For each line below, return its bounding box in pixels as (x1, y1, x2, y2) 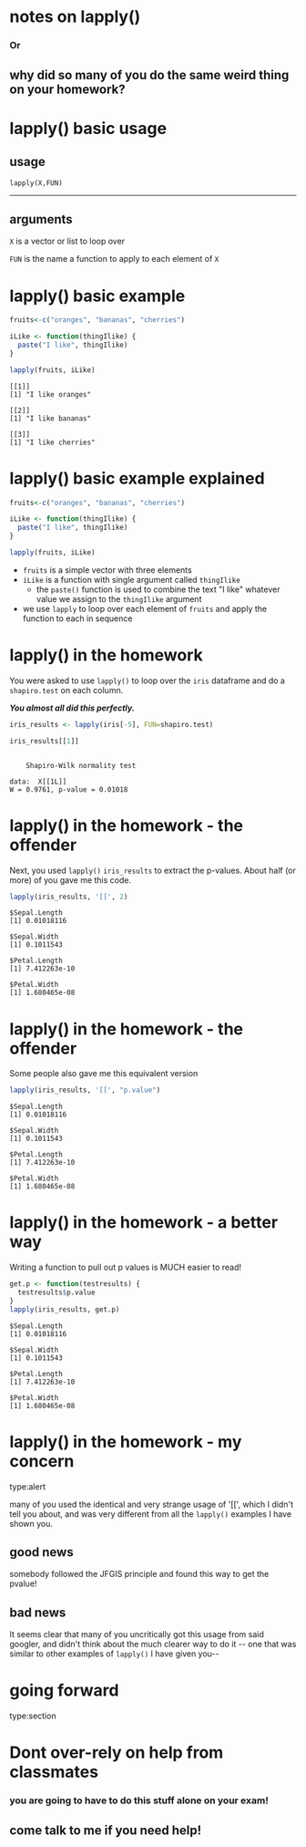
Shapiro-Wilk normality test (25, 761, 137, 770)
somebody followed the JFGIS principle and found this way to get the (9, 1569, 270, 1580)
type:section (9, 1710, 56, 1721)
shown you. (9, 1518, 53, 1529)
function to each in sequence (22, 613, 133, 624)
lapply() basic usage (9, 118, 167, 139)
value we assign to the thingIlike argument (36, 593, 202, 604)
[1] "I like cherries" (9, 438, 96, 447)
